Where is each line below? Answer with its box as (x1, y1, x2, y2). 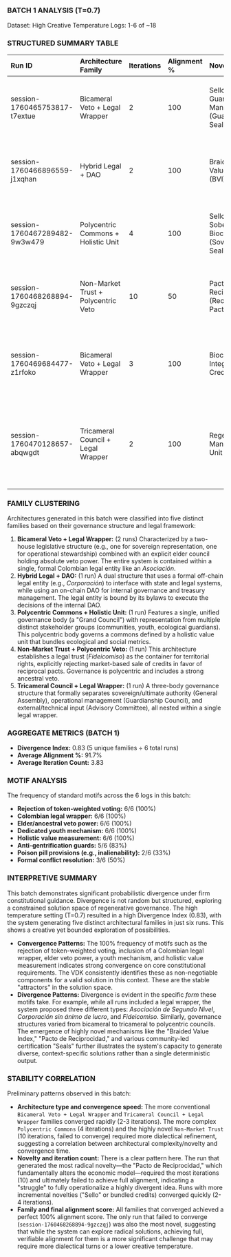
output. (16, 1056, 38, 1064)
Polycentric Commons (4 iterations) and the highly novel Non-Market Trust (16, 1124, 224, 1133)
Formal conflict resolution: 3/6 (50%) (16, 856, 126, 864)
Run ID (10, 61, 33, 70)
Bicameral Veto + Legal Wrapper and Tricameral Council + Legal (16, 1110, 204, 1118)
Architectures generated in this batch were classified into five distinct (7, 514, 204, 523)
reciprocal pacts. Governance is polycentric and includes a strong (16, 667, 204, 675)
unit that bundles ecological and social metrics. (16, 637, 151, 645)
